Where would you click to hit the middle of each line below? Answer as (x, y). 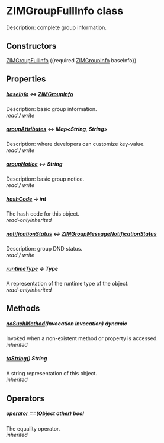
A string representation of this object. (52, 374)
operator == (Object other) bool (45, 413)
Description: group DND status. (44, 248)
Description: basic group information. (52, 109)
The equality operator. (33, 428)
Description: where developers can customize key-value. (75, 144)
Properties (26, 79)
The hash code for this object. (43, 214)
